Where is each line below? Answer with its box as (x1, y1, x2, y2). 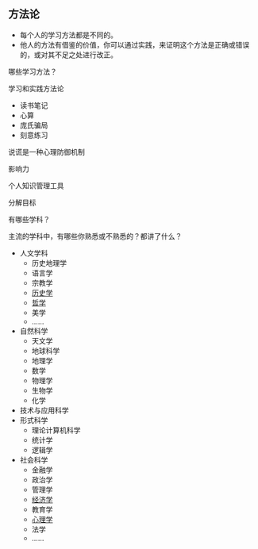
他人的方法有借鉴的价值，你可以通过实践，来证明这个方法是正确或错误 (19, 40, 250, 49)
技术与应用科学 (19, 405, 69, 415)
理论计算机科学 (31, 425, 81, 435)
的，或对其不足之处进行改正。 (19, 50, 117, 60)
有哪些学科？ (8, 214, 50, 224)
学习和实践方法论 (8, 83, 64, 93)
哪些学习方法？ (8, 67, 57, 76)
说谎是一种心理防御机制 (8, 147, 85, 156)
